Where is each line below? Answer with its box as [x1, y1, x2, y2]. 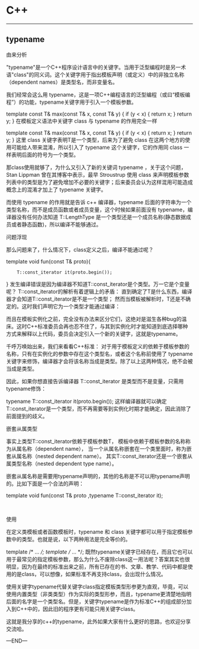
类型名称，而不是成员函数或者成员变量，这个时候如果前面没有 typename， [6, 206, 188, 213]
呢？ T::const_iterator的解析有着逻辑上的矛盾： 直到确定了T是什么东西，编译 [6, 288, 192, 295]
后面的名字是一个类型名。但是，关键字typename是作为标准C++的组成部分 [6, 597, 187, 605]
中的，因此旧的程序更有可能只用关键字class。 [27, 605, 139, 612]
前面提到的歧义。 [6, 412, 48, 419]
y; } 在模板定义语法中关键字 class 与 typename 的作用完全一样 [6, 117, 158, 125]
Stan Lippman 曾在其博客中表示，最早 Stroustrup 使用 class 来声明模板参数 [6, 171, 190, 178]
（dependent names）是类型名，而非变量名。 [6, 78, 118, 85]
